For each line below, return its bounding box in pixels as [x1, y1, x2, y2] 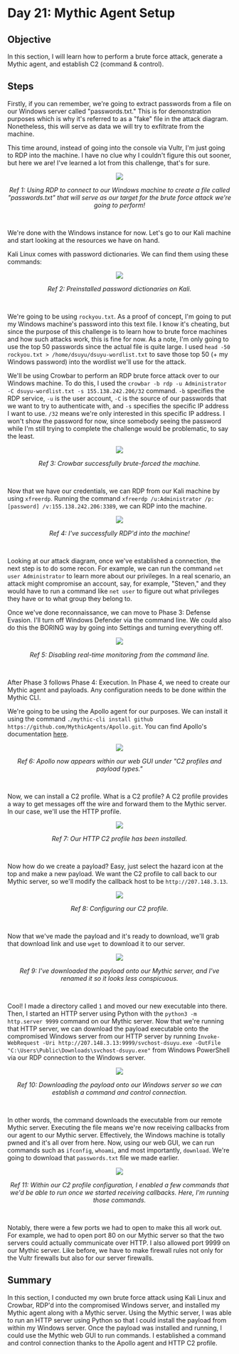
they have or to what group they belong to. [7, 594, 133, 603]
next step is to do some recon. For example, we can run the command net [7, 564, 224, 573]
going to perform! [93, 201, 146, 209]
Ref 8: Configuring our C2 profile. [70, 904, 169, 912]
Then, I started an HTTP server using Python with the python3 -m [7, 1009, 197, 1018]
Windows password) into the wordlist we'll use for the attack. [7, 358, 186, 366]
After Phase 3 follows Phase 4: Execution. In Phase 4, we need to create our [7, 678, 230, 687]
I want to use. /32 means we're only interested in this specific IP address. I [7, 409, 225, 417]
